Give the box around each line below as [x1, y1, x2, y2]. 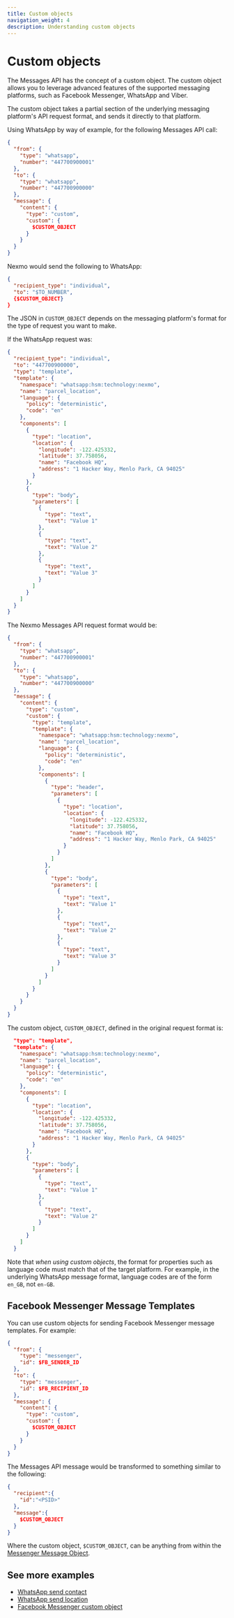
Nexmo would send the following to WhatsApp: [7, 263, 142, 271]
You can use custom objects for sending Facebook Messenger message [7, 1318, 214, 1327]
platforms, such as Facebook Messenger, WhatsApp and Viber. [7, 91, 188, 100]
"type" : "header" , [51, 784, 104, 791]
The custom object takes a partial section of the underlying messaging [7, 105, 210, 113]
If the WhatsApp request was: [7, 335, 93, 344]
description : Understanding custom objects [7, 23, 136, 30]
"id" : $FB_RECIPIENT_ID [19, 1385, 89, 1392]
